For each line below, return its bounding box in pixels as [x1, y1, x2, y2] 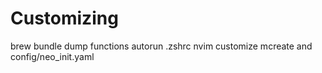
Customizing [10, 7, 119, 30]
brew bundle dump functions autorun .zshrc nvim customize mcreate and [10, 40, 313, 52]
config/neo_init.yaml [10, 50, 95, 62]
